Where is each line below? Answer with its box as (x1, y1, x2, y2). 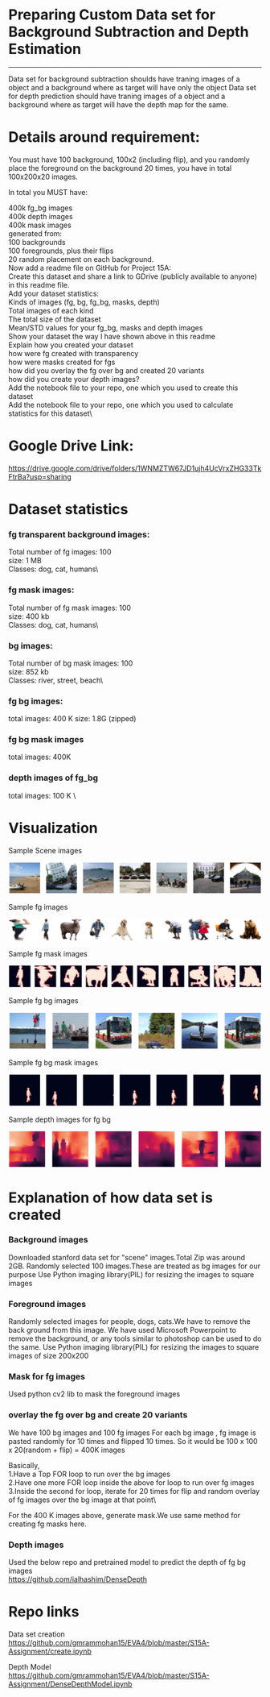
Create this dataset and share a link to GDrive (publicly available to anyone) (8, 272, 257, 281)
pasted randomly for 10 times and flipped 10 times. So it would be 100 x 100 (8, 1436, 259, 1446)
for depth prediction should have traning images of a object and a (8, 91, 226, 101)
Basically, (8, 1460, 40, 1470)
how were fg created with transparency (8, 348, 139, 358)
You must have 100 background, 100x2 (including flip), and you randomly (8, 155, 251, 164)
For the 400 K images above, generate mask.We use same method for (8, 1510, 241, 1520)
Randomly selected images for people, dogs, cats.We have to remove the (8, 1317, 251, 1326)
